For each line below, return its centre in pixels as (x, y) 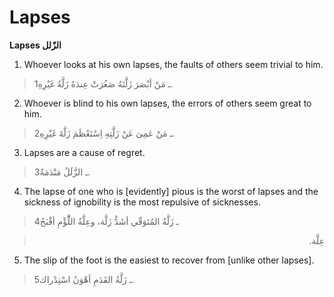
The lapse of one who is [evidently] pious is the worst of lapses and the (171, 191)
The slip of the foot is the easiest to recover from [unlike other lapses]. (169, 260)
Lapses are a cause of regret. (84, 152)
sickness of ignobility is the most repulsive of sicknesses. (142, 202)
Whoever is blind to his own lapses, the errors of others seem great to (167, 103)
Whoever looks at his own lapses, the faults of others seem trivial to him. (173, 64)
